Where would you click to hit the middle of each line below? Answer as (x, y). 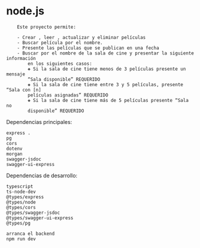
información (21, 58)
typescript (20, 186)
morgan (14, 154)
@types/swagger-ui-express (40, 218)
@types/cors (21, 207)
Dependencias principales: (39, 122)
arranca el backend (31, 234)
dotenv (14, 149)
